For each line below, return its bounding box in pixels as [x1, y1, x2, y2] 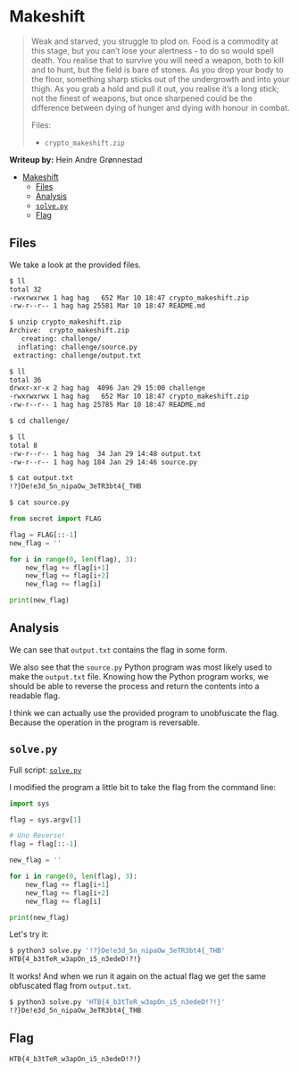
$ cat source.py [9, 498, 70, 507]
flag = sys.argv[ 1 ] [9, 815, 82, 824]
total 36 [9, 376, 42, 384]
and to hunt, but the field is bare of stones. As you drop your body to [30, 64, 284, 75]
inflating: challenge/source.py [17, 342, 138, 351]
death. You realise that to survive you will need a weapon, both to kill [30, 55, 284, 65]
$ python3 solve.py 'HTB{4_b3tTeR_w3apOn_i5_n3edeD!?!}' [9, 998, 226, 1007]
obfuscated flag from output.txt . [9, 981, 132, 992]
